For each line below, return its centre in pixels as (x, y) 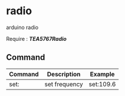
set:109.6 (102, 84)
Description (64, 74)
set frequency (64, 84)
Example (102, 74)
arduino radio (22, 27)
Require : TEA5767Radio (36, 39)
